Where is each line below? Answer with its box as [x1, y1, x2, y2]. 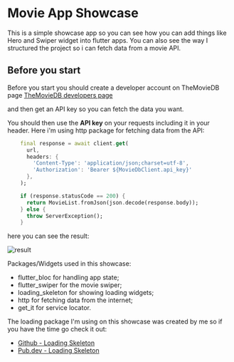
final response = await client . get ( [20, 140, 129, 147]
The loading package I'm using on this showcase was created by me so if [7, 317, 223, 326]
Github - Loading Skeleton [17, 338, 95, 347]
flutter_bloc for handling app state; [17, 273, 119, 282]
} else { [20, 205, 46, 213]
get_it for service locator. [17, 304, 91, 312]
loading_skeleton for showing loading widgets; [17, 289, 154, 297]
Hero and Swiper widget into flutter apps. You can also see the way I [7, 36, 208, 44]
